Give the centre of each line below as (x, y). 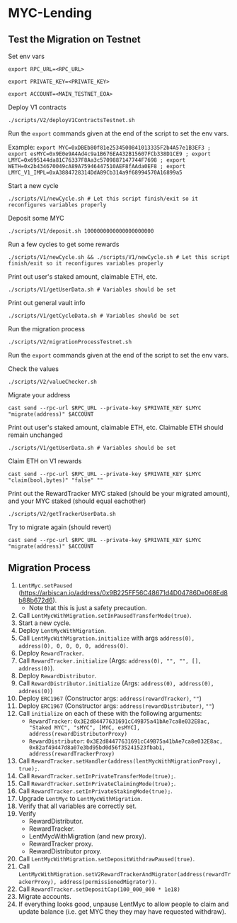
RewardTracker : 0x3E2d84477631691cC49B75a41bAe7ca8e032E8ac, (120, 721)
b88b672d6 (35, 600)
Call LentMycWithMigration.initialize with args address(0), (106, 638)
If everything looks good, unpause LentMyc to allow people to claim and (123, 904)
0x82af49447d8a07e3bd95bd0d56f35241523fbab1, (97, 747)
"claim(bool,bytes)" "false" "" (56, 480)
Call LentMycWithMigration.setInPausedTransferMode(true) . (105, 615)
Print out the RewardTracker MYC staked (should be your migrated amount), (119, 493)
